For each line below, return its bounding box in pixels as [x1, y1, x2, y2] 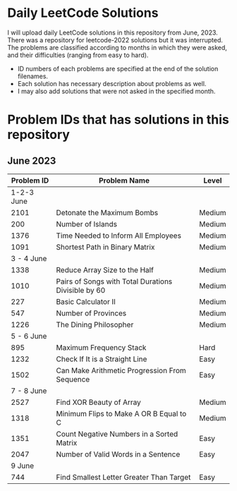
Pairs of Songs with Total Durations [56, 277, 173, 286]
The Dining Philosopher [56, 320, 134, 329]
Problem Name [98, 175, 150, 185]
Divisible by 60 [56, 285, 106, 295]
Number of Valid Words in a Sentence [56, 449, 181, 459]
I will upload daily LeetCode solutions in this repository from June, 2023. [7, 28, 219, 37]
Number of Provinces [56, 308, 127, 318]
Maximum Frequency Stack [56, 342, 147, 352]
